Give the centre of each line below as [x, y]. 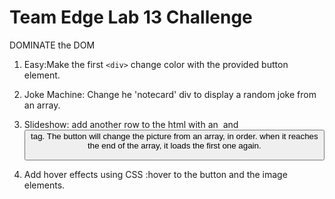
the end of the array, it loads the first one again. [174, 145]
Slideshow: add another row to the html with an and [131, 124]
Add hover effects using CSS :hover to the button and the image [155, 175]
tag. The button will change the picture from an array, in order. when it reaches [174, 136]
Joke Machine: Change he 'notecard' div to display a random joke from [170, 94]
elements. [44, 185]
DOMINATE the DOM [52, 45]
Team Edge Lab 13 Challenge [131, 17]
